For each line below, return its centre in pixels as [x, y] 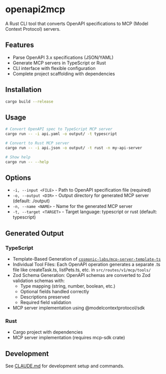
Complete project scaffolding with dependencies [64, 74]
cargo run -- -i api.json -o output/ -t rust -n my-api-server [74, 148]
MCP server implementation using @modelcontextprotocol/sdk [79, 308]
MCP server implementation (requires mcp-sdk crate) [69, 338]
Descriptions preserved [45, 297]
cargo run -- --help [27, 162]
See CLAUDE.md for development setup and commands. [65, 366]
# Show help [18, 157]
